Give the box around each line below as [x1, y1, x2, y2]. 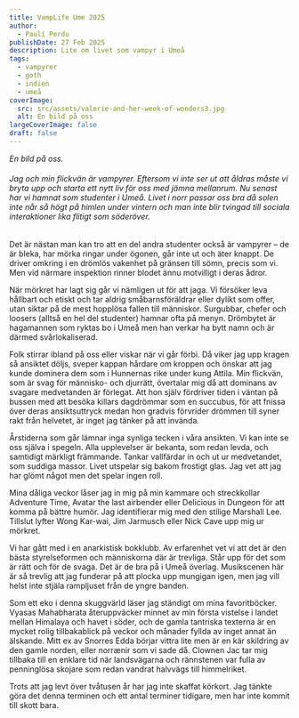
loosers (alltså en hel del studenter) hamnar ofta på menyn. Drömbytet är [9, 313, 277, 324]
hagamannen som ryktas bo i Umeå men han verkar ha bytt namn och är [9, 322, 275, 334]
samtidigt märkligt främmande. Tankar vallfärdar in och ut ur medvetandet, [9, 451, 282, 463]
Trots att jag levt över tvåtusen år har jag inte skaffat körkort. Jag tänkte [9, 682, 273, 692]
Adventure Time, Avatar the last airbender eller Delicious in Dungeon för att [9, 497, 285, 508]
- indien [17, 79, 50, 88]
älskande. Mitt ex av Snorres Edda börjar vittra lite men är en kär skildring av [9, 635, 289, 646]
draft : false [9, 129, 58, 138]
